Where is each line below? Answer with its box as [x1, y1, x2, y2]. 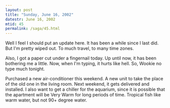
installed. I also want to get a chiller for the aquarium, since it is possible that [5, 86, 165, 92]
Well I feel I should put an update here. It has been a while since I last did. [5, 40, 159, 46]
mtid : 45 [5, 21, 24, 27]
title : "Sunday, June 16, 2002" [5, 12, 74, 17]
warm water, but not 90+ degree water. [5, 97, 87, 103]
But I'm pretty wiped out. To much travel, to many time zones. [5, 45, 134, 51]
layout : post [5, 7, 33, 13]
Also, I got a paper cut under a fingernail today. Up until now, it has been [5, 55, 156, 61]
